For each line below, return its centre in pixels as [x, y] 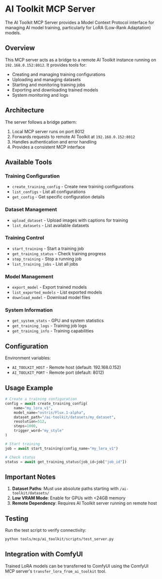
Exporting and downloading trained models [55, 90]
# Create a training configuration [41, 399]
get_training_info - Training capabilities [53, 331]
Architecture [25, 110]
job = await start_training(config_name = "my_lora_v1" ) [62, 448]
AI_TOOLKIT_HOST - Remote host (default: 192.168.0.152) [66, 368]
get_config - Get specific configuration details [58, 197]
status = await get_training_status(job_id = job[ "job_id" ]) [66, 462]
